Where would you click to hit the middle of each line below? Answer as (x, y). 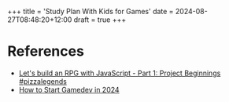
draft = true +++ (100, 20)
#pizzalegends (43, 81)
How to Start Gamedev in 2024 (69, 89)
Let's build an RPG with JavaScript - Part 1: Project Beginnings (120, 73)
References (46, 51)
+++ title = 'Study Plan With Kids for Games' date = (90, 11)
